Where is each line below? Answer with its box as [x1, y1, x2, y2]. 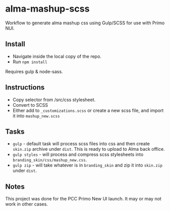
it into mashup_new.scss [12, 112, 60, 119]
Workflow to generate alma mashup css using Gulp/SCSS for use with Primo [5, 20, 165, 26]
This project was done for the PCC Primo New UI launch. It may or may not [5, 196, 161, 202]
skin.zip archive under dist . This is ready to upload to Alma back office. [12, 146, 165, 152]
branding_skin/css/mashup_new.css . [12, 157, 87, 163]
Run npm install [12, 59, 48, 65]
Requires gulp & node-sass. [5, 68, 63, 74]
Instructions [5, 83, 45, 92]
